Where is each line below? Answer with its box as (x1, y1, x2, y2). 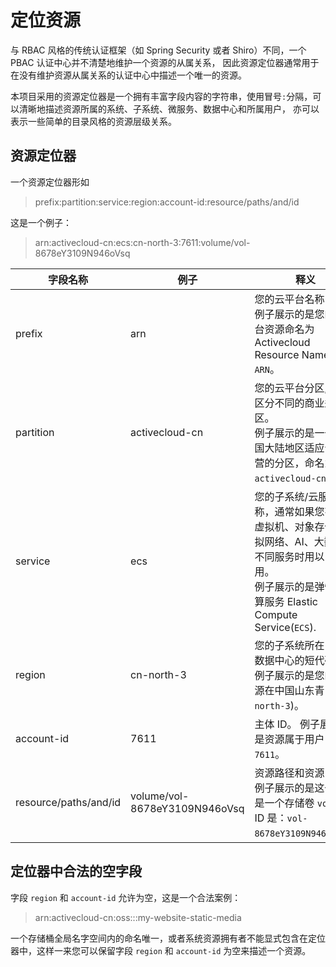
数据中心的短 (254, 653, 315, 667)
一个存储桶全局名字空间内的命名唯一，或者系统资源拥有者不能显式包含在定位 (10, 932, 326, 944)
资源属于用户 (264, 732, 325, 746)
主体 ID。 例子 (254, 717, 320, 731)
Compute (254, 607, 298, 621)
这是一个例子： (10, 216, 72, 228)
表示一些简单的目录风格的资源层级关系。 (10, 115, 177, 127)
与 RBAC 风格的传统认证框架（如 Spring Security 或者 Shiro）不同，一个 (10, 44, 307, 56)
